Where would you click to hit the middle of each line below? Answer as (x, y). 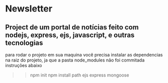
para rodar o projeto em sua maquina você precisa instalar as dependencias (84, 55)
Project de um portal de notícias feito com (72, 27)
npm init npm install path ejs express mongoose (79, 75)
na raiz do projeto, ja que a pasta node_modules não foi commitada (75, 60)
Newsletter (29, 9)
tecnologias (24, 43)
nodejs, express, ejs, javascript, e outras (70, 35)
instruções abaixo (24, 65)
